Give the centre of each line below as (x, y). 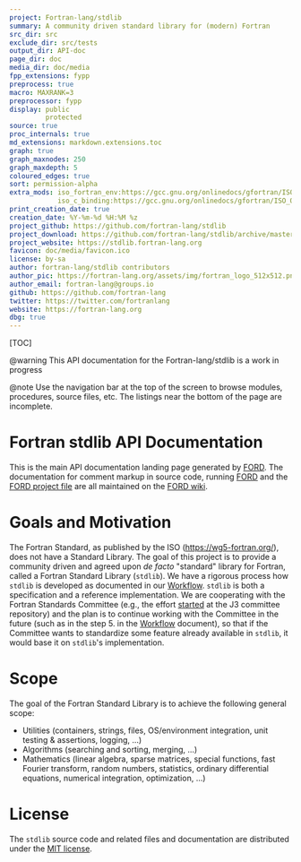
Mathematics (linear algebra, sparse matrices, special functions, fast (149, 759)
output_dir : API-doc (48, 51)
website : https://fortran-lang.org (76, 309)
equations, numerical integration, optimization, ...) (114, 778)
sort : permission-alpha (54, 185)
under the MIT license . (51, 849)
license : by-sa (38, 259)
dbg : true (28, 318)
